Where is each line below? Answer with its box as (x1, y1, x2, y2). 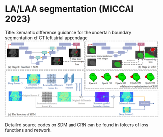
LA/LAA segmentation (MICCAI (5, 3, 134, 15)
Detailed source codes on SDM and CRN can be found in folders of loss (5, 122, 149, 128)
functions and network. (5, 127, 52, 133)
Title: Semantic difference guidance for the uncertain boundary (5, 30, 132, 35)
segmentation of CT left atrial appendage (5, 35, 88, 41)
